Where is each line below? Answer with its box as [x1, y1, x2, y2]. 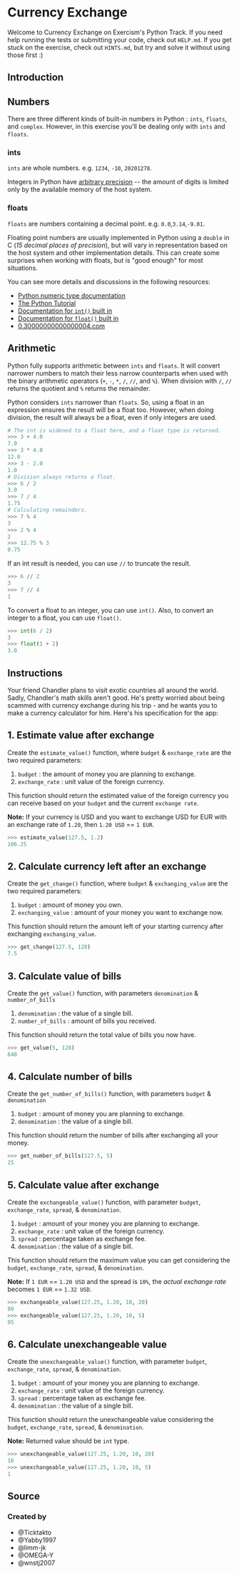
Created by [7, 1512, 47, 1522]
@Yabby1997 [17, 1535, 57, 1544]
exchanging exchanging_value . [7, 930, 96, 938]
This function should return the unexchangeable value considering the [7, 1415, 214, 1424]
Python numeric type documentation [17, 291, 126, 300]
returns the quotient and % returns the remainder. [7, 384, 151, 393]
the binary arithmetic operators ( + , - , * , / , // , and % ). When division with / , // [7, 376, 233, 385]
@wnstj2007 [17, 1558, 56, 1567]
